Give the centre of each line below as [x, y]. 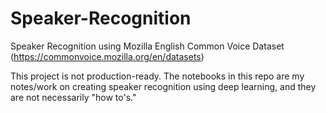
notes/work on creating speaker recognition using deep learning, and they [163, 86]
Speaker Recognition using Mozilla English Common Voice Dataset [147, 46]
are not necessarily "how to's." [73, 97]
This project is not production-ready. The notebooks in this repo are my [157, 76]
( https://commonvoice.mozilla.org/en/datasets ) [107, 56]
